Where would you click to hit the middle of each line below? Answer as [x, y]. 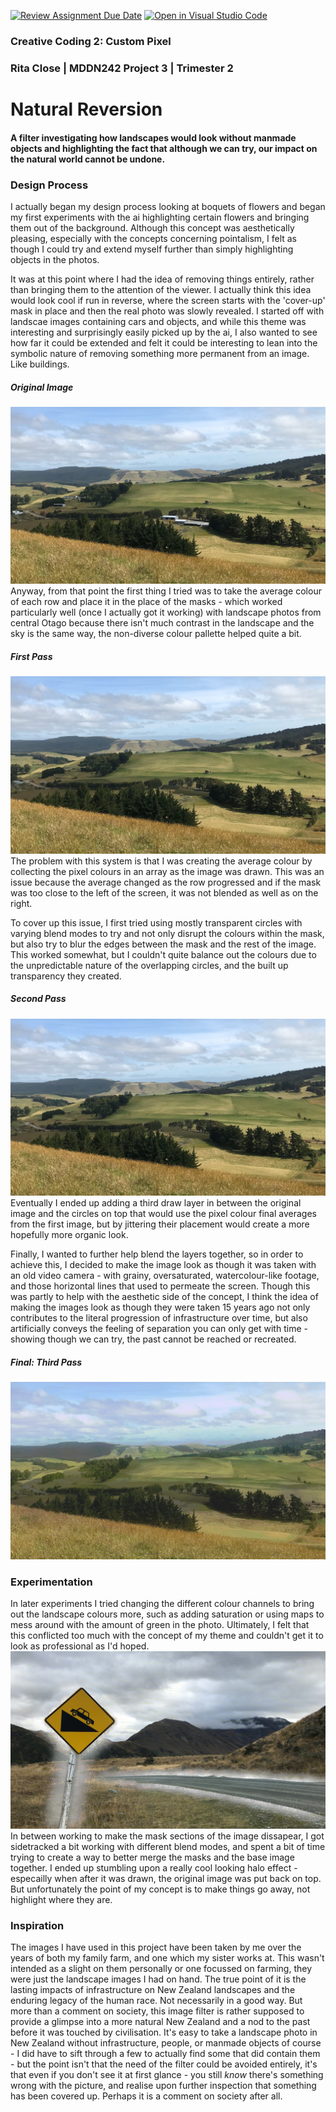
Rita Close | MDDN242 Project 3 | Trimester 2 [122, 68]
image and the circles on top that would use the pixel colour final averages [163, 1214]
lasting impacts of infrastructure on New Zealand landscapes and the [153, 1989]
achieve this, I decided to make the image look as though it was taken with [163, 1265]
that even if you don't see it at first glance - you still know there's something [167, 2074]
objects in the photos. [55, 259]
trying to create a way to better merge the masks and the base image [152, 1857]
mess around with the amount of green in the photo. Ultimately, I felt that [160, 1625]
